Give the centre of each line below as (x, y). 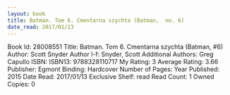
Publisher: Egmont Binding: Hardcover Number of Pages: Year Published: (114, 69)
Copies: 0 (21, 84)
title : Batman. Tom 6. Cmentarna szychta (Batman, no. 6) (96, 20)
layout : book (26, 14)
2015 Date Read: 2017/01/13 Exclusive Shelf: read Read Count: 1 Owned (111, 77)
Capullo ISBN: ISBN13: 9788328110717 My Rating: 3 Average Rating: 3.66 (113, 62)
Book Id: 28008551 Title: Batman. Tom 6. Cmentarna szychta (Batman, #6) (115, 47)
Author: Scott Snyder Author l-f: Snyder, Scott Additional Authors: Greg (110, 54)
